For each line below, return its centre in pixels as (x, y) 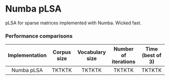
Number (124, 49)
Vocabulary (92, 52)
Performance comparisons (39, 36)
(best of (152, 55)
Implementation (27, 55)
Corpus (62, 52)
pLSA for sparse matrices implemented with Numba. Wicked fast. (73, 23)
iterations (124, 62)
